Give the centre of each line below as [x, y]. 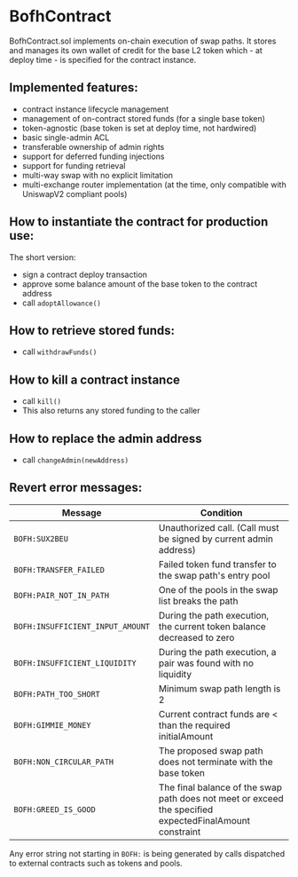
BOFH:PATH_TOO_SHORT [57, 694]
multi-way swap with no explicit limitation [98, 175]
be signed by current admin [216, 539]
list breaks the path [198, 601]
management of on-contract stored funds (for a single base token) [144, 118]
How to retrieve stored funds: [92, 330]
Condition [221, 512]
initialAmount [186, 736]
